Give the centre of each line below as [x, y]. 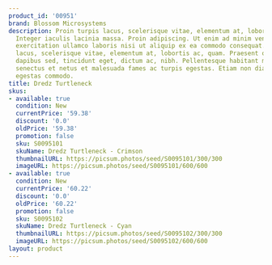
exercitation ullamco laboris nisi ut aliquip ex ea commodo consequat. [141, 46]
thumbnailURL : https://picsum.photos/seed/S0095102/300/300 [119, 234]
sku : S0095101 [39, 143]
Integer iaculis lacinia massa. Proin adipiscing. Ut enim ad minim [134, 38]
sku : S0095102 [39, 219]
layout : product [36, 249]
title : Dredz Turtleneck [50, 83]
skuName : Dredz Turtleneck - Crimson [79, 151]
